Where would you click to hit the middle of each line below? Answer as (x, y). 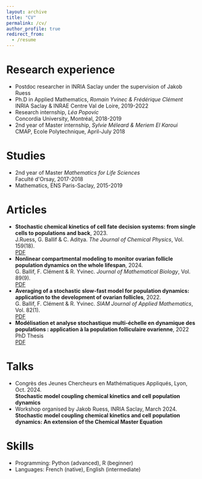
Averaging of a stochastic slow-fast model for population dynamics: (102, 291)
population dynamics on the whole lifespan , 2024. (79, 265)
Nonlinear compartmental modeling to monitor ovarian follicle (94, 259)
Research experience (61, 70)
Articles (27, 210)
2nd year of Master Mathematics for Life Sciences (77, 172)
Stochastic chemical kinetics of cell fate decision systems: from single (105, 227)
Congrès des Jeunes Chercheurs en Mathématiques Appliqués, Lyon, (101, 383)
